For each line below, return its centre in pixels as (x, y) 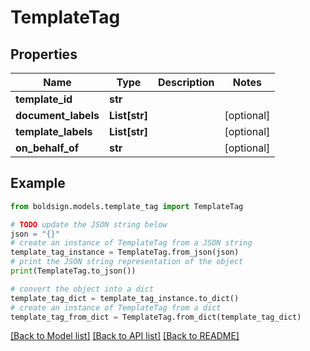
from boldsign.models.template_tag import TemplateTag (127, 206)
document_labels (57, 115)
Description (186, 82)
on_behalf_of (47, 148)
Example (38, 183)
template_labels (54, 131)
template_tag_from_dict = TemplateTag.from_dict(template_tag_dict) (156, 317)
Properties (44, 54)
